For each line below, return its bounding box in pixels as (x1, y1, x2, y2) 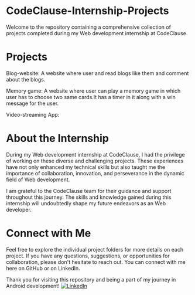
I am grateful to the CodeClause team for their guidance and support (6, 187, 172, 194)
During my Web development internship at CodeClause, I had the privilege (6, 151, 186, 158)
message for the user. (6, 100, 59, 107)
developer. (6, 206, 32, 213)
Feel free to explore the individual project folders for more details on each (6, 246, 184, 253)
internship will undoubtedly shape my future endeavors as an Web (6, 199, 166, 206)
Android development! (6, 282, 60, 289)
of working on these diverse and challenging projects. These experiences (6, 157, 184, 164)
